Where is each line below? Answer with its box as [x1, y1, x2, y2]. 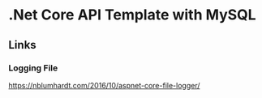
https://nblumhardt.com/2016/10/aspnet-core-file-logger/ [8, 80, 200, 90]
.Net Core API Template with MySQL [8, 6, 257, 24]
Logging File [8, 62, 58, 74]
